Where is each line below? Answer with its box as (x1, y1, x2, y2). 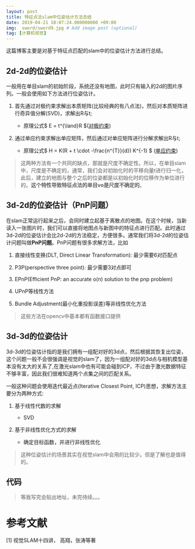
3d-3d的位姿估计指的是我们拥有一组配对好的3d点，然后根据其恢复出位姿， (6, 348, 186, 355)
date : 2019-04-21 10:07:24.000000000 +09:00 (6, 19, 117, 25)
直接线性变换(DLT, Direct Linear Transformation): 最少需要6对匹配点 (14, 251, 178, 258)
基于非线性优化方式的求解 (14, 426, 77, 433)
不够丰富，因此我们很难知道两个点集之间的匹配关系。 (6, 370, 135, 377)
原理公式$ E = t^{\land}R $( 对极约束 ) (23, 122, 111, 129)
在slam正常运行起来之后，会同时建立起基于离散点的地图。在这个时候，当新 (6, 217, 187, 224)
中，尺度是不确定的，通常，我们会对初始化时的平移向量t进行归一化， (20, 166, 187, 173)
